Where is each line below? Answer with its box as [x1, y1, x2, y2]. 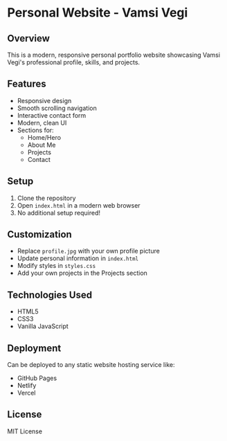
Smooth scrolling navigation [17, 104, 97, 112]
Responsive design [17, 96, 72, 105]
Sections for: [17, 126, 54, 134]
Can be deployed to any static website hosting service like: [7, 361, 175, 369]
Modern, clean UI [17, 118, 67, 127]
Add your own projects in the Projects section [17, 269, 147, 278]
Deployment [7, 342, 62, 354]
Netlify [17, 381, 37, 390]
